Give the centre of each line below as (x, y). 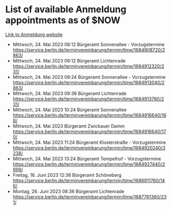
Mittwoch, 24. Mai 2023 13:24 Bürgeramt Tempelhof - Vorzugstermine (87, 159)
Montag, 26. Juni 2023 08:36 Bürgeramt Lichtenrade (68, 191)
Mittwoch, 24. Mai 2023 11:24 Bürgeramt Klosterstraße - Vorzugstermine (89, 142)
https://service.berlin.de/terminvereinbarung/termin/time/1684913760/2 (88, 99)
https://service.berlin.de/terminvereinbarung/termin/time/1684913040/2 (89, 82)
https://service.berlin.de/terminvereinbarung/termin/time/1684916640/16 (89, 115)
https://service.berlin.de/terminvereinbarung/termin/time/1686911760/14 (89, 180)
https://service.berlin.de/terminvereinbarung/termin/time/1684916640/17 (89, 131)
